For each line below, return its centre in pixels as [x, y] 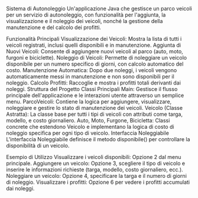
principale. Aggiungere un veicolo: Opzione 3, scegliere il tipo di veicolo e [95, 163]
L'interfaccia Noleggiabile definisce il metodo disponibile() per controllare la [98, 139]
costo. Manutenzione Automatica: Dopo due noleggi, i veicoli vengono [92, 70]
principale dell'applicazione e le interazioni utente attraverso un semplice [95, 95]
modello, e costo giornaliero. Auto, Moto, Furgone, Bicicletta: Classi [88, 120]
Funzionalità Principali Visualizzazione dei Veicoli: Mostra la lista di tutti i [94, 39]
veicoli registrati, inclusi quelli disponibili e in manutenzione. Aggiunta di [94, 45]
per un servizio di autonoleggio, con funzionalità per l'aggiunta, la [86, 15]
